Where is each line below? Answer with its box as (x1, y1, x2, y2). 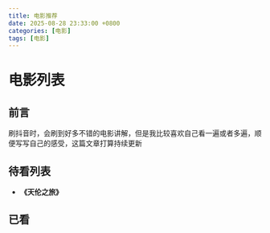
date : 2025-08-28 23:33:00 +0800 (8, 19, 121, 27)
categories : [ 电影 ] (8, 27, 72, 35)
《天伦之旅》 (19, 187, 63, 197)
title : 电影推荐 (8, 11, 58, 20)
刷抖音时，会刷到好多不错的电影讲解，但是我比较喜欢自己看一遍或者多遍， (8, 129, 255, 138)
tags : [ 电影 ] (8, 34, 50, 43)
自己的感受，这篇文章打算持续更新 (29, 138, 142, 149)
